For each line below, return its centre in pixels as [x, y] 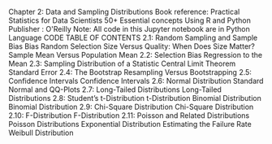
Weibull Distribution [41, 133]
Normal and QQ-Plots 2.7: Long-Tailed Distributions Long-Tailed [115, 89]
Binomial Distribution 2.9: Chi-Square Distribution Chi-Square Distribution [131, 107]
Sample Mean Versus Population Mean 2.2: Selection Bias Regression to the [135, 55]
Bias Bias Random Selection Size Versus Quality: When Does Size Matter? [132, 46]
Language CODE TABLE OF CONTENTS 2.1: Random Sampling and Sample [133, 37]
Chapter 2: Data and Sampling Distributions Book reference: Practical [124, 12]
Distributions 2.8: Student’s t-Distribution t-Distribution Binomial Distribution [135, 98]
